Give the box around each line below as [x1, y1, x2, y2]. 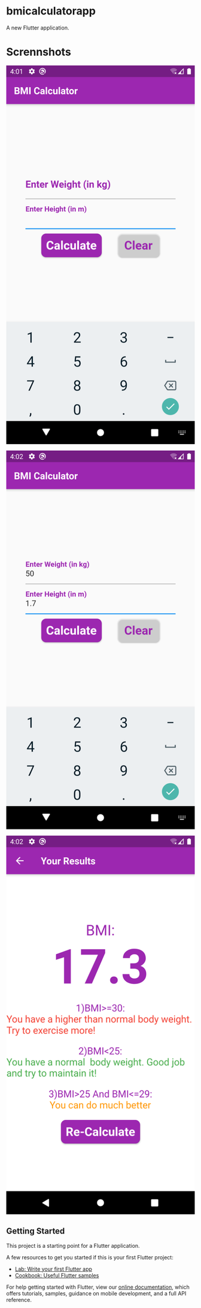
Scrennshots [6, 45, 72, 59]
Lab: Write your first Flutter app [14, 1265, 93, 1273]
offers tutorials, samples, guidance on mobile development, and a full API [6, 1289, 187, 1297]
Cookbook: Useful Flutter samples [14, 1271, 99, 1279]
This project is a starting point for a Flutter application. [6, 1242, 140, 1249]
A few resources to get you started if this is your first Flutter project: [6, 1253, 173, 1261]
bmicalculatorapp [6, 4, 96, 18]
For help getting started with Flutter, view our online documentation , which [6, 1283, 190, 1291]
